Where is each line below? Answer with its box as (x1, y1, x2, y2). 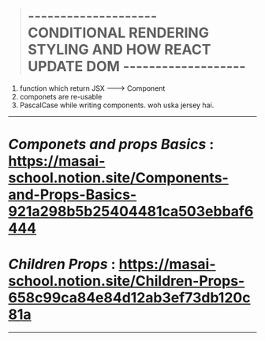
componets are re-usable (19, 92, 103, 101)
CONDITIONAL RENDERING (27, 24, 209, 42)
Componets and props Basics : (8, 136, 215, 153)
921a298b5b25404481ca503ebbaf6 (8, 203, 254, 220)
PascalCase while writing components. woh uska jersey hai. (19, 100, 215, 110)
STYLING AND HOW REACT (27, 41, 211, 58)
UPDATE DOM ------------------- (27, 58, 246, 76)
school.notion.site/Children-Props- (8, 272, 245, 290)
